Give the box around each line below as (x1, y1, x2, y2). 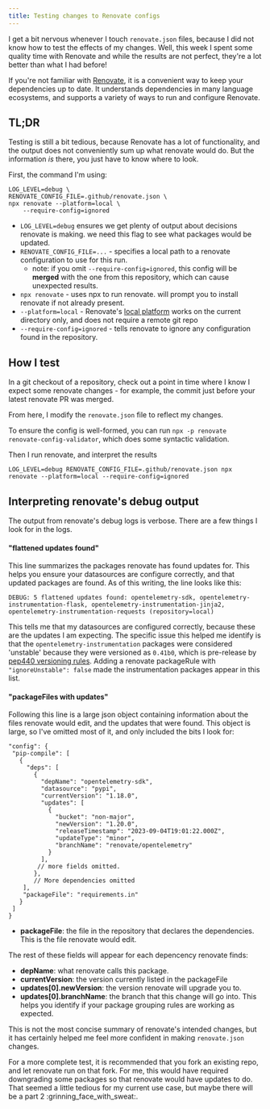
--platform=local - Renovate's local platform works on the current (19, 307, 242, 316)
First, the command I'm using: (8, 170, 107, 180)
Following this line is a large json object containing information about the (8, 709, 248, 719)
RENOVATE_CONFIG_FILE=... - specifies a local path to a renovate (19, 247, 231, 257)
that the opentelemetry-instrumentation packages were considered (8, 639, 233, 649)
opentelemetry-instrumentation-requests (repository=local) (8, 608, 215, 616)
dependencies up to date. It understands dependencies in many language (8, 84, 254, 94)
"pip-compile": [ (11, 750, 70, 758)
